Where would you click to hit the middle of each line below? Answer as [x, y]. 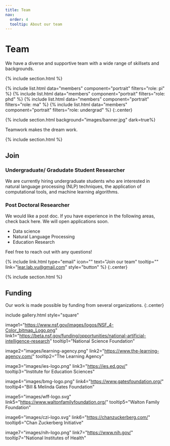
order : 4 [19, 19]
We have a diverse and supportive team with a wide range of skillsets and [82, 63]
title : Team [18, 10]
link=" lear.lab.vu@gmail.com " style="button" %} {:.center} [66, 267]
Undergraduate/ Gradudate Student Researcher [65, 170]
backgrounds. [20, 69]
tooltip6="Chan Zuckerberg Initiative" [44, 423]
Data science [26, 231]
